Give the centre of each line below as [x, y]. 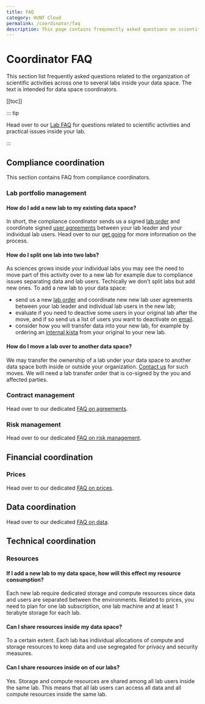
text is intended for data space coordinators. [62, 89]
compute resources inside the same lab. [57, 694]
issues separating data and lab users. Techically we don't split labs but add [101, 282]
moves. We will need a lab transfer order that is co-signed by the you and [99, 373]
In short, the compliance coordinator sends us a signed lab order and [93, 222]
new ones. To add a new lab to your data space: [67, 288]
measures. [20, 653]
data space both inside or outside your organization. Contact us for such [98, 366]
